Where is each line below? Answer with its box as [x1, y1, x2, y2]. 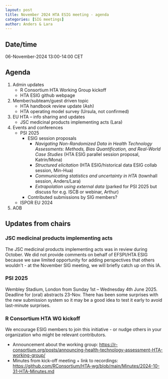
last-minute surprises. [5, 302, 51, 308]
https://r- [99, 342, 118, 348]
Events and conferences [12, 124, 63, 130]
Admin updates [12, 81, 44, 87]
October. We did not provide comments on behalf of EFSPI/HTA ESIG [5, 251, 148, 257]
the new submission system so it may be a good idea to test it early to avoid [5, 297, 162, 303]
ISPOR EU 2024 [20, 199, 53, 205]
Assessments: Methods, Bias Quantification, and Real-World [35, 146, 161, 152]
